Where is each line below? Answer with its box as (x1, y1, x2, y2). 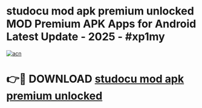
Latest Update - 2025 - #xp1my (6, 30, 165, 43)
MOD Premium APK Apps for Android (6, 17, 197, 31)
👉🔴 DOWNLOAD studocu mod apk (6, 72, 184, 86)
